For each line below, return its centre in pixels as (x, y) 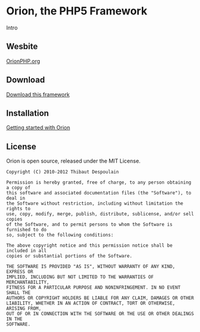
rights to (19, 209)
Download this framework (38, 94)
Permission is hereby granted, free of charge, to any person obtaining (99, 183)
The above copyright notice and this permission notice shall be (89, 246)
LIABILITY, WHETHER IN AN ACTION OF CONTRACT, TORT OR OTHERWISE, (91, 303)
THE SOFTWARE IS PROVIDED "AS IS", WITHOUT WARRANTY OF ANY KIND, (91, 267)
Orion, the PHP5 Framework (77, 11)
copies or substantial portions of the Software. (69, 256)
